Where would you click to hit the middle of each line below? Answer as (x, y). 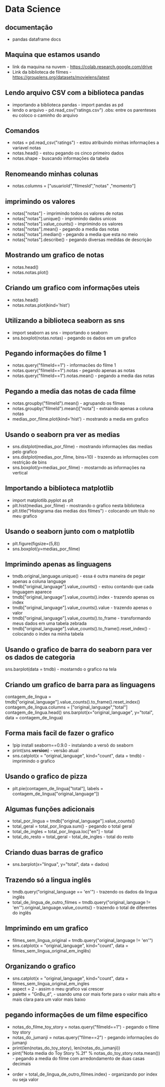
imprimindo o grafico (34, 761)
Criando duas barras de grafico (54, 852)
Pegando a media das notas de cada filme (70, 391)
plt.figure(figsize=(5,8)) (36, 543)
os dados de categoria (40, 657)
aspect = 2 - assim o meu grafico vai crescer (58, 989)
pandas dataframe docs (37, 39)
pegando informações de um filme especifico (77, 1015)
